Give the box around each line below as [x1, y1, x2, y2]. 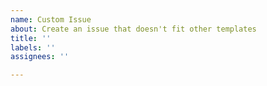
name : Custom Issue [10, 14, 92, 25]
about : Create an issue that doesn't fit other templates [10, 24, 257, 34]
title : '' [10, 33, 52, 43]
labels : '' [10, 42, 56, 53]
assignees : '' [10, 52, 70, 62]
